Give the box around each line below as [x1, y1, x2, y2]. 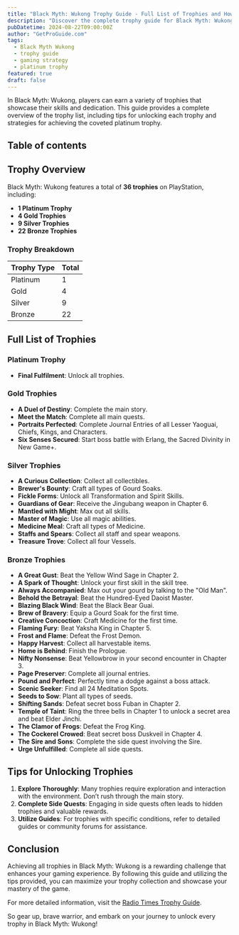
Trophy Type [11, 263, 55, 273]
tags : [7, 37, 23, 44]
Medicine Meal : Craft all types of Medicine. [17, 522, 146, 531]
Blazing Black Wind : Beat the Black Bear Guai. [17, 601, 154, 610]
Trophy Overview [7, 164, 86, 176]
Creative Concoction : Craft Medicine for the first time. [17, 616, 178, 625]
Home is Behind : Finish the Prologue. [17, 647, 127, 655]
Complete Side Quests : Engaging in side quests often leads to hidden [17, 800, 223, 808]
